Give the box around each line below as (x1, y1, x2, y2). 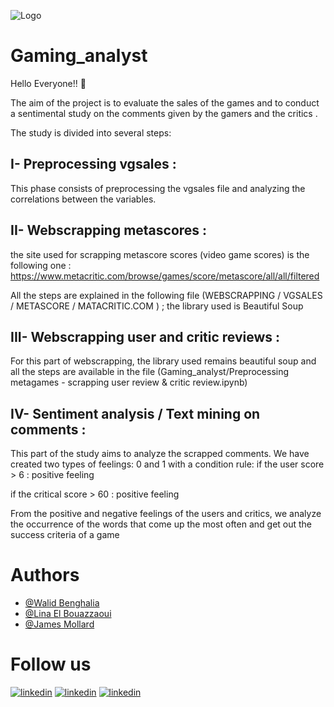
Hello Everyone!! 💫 (10, 77, 87, 89)
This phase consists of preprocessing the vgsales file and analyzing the (10, 182, 306, 194)
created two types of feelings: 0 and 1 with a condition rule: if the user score (10, 458, 325, 470)
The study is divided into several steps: (10, 126, 172, 139)
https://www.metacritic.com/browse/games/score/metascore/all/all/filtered (10, 270, 320, 282)
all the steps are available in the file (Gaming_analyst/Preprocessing (10, 366, 290, 378)
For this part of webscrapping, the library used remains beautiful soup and (10, 355, 317, 367)
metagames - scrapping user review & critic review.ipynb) (10, 376, 248, 389)
